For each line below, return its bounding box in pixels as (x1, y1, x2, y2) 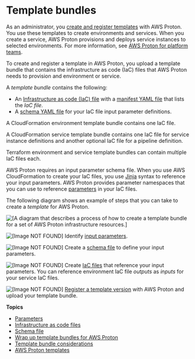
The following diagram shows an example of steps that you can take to (6, 197, 178, 204)
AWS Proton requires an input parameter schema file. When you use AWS (6, 166, 186, 174)
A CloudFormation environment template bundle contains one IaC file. (6, 119, 176, 126)
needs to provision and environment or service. (6, 72, 121, 79)
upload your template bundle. (6, 291, 78, 299)
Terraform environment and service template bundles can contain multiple (6, 149, 187, 156)
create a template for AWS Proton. (6, 203, 90, 210)
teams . (6, 48, 23, 55)
